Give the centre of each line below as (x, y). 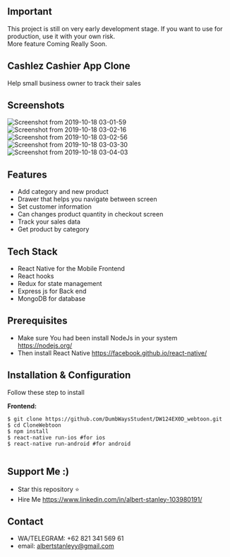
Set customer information (54, 207)
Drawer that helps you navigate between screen (87, 199)
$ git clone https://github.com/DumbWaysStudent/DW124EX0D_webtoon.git (115, 419)
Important (30, 12)
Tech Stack (32, 252)
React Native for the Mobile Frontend (71, 269)
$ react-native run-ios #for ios (56, 437)
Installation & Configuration (69, 375)
